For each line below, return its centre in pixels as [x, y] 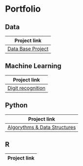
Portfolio [23, 9]
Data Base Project [28, 49]
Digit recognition [26, 88]
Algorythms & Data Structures [42, 127]
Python [16, 105]
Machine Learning [33, 66]
